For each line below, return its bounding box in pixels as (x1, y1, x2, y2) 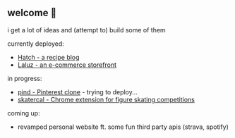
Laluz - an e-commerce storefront (17, 61, 117, 69)
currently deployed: (7, 39, 65, 48)
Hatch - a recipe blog (17, 53, 80, 61)
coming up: (7, 108, 40, 117)
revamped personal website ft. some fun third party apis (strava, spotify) (17, 123, 229, 131)
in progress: (7, 74, 42, 82)
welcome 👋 (7, 7, 57, 19)
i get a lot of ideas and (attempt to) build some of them (7, 25, 166, 34)
